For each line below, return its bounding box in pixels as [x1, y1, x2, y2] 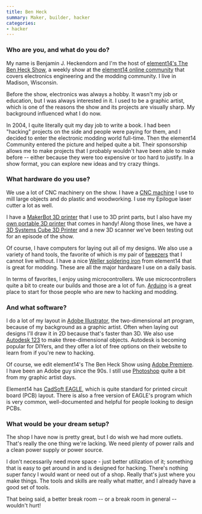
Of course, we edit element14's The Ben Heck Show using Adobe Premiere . [6, 361, 194, 368]
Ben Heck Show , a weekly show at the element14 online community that [6, 66, 185, 73]
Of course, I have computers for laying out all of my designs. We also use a [6, 244, 193, 252]
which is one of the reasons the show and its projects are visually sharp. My [6, 103, 195, 111]
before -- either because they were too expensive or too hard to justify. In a [6, 154, 194, 161]
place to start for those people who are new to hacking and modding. [6, 288, 178, 295]
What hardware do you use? [6, 175, 90, 183]
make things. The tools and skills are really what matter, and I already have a [6, 477, 196, 484]
